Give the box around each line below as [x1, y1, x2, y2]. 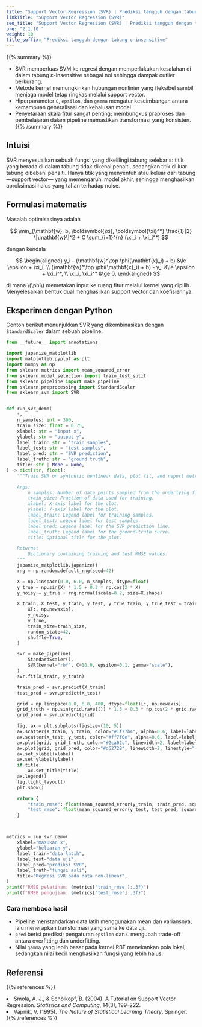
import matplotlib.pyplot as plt [6, 356, 90, 362]
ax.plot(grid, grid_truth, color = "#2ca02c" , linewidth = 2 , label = [17, 740, 185, 746]
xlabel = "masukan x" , [17, 839, 69, 845]
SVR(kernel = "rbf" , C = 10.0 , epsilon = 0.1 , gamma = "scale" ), [28, 662, 173, 669]
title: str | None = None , [17, 462, 85, 468]
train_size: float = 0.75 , [17, 422, 85, 428]
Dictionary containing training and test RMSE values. [28, 551, 168, 557]
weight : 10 [6, 31, 34, 37]
